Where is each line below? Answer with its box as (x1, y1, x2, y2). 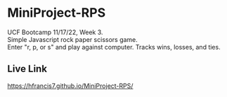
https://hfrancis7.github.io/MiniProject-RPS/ (7, 82, 134, 90)
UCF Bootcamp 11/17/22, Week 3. (7, 28, 103, 36)
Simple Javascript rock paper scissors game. (7, 35, 138, 43)
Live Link (7, 63, 48, 75)
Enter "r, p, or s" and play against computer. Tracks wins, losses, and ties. (7, 43, 221, 51)
